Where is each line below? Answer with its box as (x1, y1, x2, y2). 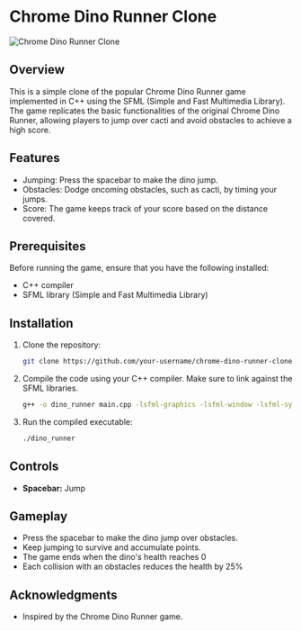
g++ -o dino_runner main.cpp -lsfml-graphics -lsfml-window (22, 401, 252, 410)
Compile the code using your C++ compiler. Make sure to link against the (22, 374, 293, 384)
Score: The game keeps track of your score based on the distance (22, 203, 268, 213)
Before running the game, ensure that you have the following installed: (9, 263, 270, 274)
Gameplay (9, 509, 68, 524)
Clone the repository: (22, 339, 102, 350)
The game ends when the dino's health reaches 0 (22, 552, 207, 563)
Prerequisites (9, 239, 86, 254)
